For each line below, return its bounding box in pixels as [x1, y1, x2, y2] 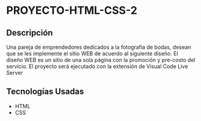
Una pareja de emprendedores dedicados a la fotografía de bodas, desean [6, 43, 191, 51]
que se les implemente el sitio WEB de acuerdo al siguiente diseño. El [6, 50, 179, 57]
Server [6, 69, 23, 76]
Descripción [6, 28, 53, 38]
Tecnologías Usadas [6, 87, 84, 97]
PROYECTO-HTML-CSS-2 [6, 4, 137, 17]
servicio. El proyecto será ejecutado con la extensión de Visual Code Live [6, 63, 188, 70]
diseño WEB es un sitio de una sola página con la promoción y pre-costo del [6, 57, 196, 63]
